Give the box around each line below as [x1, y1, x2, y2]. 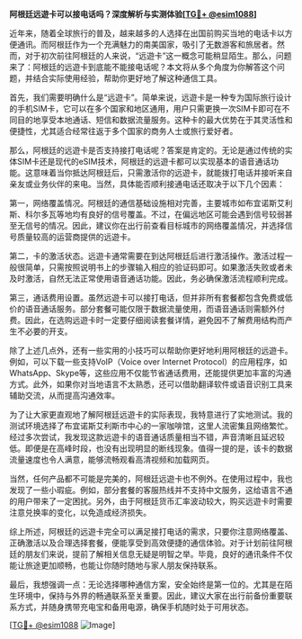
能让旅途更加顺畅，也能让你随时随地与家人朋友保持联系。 [9, 560, 222, 571]
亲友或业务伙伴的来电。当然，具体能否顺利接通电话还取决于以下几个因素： [9, 179, 285, 189]
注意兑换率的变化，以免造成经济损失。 [9, 508, 151, 517]
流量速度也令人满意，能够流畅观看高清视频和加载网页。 [9, 454, 214, 464]
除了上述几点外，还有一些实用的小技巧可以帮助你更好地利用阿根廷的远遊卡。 [9, 346, 293, 355]
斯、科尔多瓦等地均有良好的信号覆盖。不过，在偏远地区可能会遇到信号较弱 [9, 209, 285, 220]
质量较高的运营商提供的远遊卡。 [16, 231, 136, 242]
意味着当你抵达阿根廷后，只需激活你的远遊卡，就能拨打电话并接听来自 [32, 167, 293, 178]
